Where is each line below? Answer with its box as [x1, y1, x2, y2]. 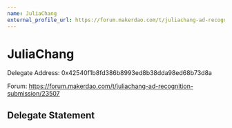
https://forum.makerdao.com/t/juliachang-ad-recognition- [28, 82, 193, 90]
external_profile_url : [7, 17, 72, 23]
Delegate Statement [7, 109, 95, 121]
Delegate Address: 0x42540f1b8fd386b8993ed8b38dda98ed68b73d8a [7, 69, 213, 77]
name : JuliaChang [7, 10, 57, 17]
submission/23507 [7, 89, 60, 98]
